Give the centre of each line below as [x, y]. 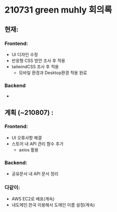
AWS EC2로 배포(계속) [33, 199]
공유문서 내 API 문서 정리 [35, 174]
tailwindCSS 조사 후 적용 [35, 66]
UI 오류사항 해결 [27, 137]
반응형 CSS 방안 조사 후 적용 [38, 61]
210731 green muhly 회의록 [58, 10]
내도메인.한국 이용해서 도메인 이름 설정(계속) [53, 205]
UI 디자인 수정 [25, 54]
